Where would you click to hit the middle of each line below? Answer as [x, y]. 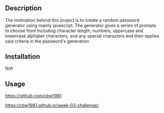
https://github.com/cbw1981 [33, 96]
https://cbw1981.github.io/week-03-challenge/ [52, 106]
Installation [23, 56]
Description [23, 8]
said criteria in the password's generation [47, 41]
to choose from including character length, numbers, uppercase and [74, 31]
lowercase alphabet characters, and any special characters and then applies [82, 36]
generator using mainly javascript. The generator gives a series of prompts [81, 25]
